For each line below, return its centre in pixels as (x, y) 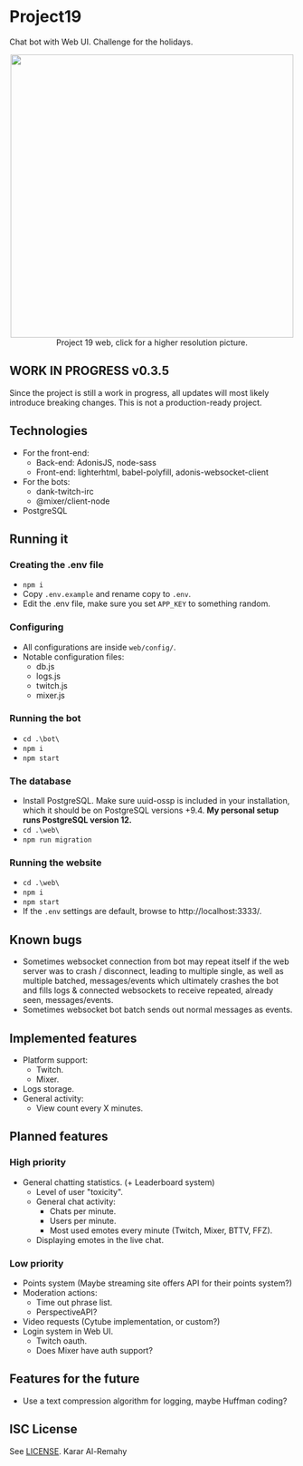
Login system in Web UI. (68, 1331)
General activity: (53, 1099)
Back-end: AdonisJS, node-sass (96, 462)
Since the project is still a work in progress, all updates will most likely (139, 392)
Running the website (56, 863)
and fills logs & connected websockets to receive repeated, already (148, 990)
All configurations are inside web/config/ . (99, 647)
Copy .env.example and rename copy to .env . (107, 594)
